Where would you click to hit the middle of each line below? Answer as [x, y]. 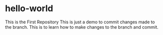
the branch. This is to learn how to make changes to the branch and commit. [82, 27]
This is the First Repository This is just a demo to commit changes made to [80, 22]
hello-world [29, 9]
